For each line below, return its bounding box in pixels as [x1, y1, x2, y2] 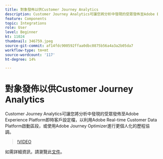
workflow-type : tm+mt [5, 48, 49, 53]
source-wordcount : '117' [5, 52, 55, 57]
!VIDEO [16, 139, 32, 145]
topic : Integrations [5, 20, 47, 26]
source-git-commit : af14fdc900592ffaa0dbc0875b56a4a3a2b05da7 [5, 43, 133, 48]
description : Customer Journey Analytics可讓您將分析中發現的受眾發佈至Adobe [5, 12, 155, 17]
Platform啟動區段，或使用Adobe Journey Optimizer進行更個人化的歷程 [5, 123, 146, 129]
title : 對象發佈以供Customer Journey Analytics [5, 7, 98, 12]
